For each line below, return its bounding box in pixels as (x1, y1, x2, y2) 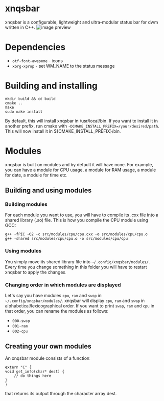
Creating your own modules (5, 342, 92, 351)
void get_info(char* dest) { (5, 369, 65, 374)
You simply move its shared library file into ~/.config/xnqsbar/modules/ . (5, 258, 150, 265)
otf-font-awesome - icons (12, 57, 63, 64)
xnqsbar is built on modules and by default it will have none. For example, (5, 161, 153, 167)
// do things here (14, 373, 51, 378)
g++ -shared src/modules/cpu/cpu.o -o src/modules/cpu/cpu (5, 236, 128, 241)
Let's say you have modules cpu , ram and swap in (5, 293, 102, 299)
